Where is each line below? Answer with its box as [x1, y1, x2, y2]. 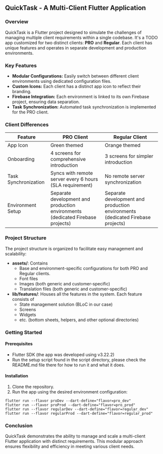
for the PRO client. [12, 109, 49, 115]
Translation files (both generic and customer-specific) [19, 286, 128, 292]
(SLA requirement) [50, 182, 93, 188]
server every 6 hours [50, 176, 98, 183]
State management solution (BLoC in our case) [19, 301, 113, 307]
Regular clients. [19, 270, 50, 276]
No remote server [105, 173, 145, 180]
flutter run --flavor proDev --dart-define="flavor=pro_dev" [5, 398, 131, 403]
